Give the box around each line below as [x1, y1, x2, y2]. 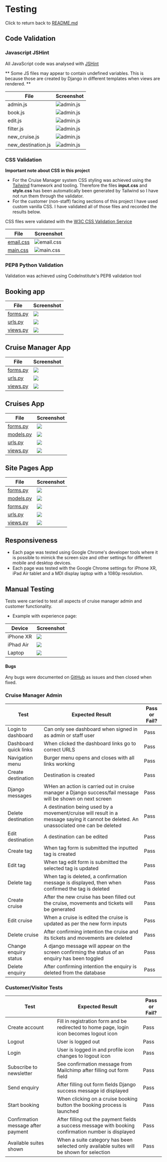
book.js [7, 109, 25, 116]
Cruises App [5, 400, 45, 408]
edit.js [7, 117, 22, 124]
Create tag [7, 847, 32, 854]
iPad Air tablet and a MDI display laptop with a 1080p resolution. [12, 571, 144, 577]
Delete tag [7, 879, 32, 886]
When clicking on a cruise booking [57, 1095, 138, 1102]
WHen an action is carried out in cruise [44, 783, 135, 790]
